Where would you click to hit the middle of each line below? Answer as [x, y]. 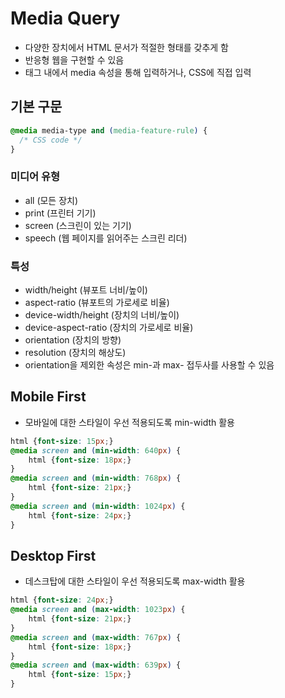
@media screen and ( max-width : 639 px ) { [96, 665]
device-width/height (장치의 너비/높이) [102, 314]
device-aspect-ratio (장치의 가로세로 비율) [109, 327]
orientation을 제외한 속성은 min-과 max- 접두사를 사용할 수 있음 [149, 364]
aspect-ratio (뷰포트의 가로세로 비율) [97, 302]
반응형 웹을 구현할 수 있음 [74, 59]
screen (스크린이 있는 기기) [78, 225]
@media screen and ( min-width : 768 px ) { [96, 478]
